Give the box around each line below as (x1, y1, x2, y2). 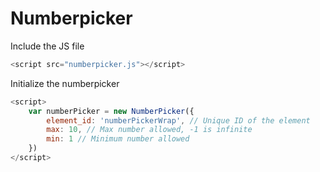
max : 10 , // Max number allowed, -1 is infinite (46, 125, 253, 135)
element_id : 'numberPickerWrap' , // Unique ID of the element (46, 115, 311, 126)
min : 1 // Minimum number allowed (46, 134, 190, 144)
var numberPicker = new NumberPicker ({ (28, 106, 195, 116)
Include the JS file (10, 40, 85, 52)
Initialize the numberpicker (10, 77, 120, 89)
